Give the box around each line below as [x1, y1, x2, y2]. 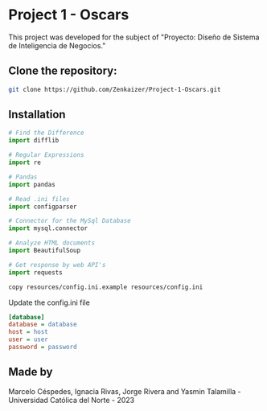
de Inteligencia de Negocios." [8, 40, 106, 50]
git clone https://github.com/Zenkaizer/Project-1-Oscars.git [8, 85, 221, 93]
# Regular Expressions [8, 151, 84, 159]
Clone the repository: [8, 64, 117, 78]
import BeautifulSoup [8, 247, 81, 255]
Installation [8, 108, 66, 121]
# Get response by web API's [8, 261, 106, 269]
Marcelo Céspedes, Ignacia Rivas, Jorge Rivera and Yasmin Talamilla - [8, 386, 241, 396]
